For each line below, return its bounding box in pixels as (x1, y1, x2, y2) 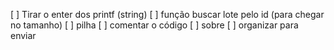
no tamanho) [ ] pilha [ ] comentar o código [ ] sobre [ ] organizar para (10, 19, 299, 31)
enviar (10, 30, 37, 41)
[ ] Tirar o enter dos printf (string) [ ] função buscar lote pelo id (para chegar (10, 9, 325, 20)
